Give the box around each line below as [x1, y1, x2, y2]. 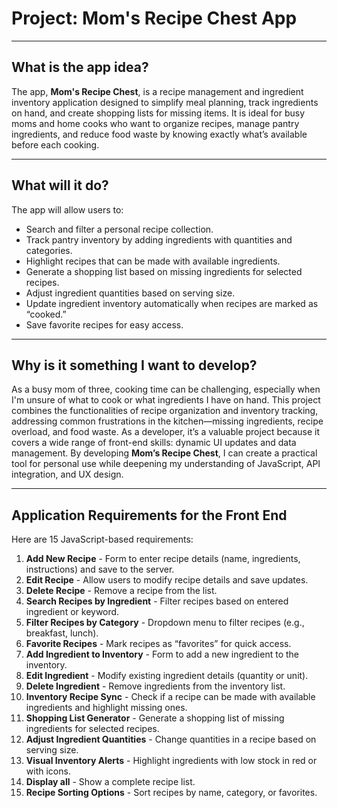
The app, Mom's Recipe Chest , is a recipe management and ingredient [11, 85, 304, 97]
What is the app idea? [11, 59, 149, 76]
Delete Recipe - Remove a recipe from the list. [25, 585, 218, 597]
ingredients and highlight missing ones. [25, 702, 188, 714]
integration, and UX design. [11, 468, 124, 481]
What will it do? [11, 177, 109, 194]
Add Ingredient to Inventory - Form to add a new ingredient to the [25, 648, 299, 661]
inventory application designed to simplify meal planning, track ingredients [11, 96, 319, 108]
